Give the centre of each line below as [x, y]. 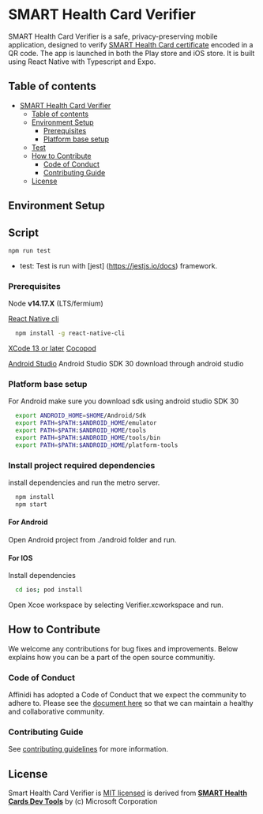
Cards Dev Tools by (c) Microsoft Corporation [83, 801]
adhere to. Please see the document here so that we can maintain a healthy [131, 703]
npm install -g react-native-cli [70, 333]
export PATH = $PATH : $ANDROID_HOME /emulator [86, 423]
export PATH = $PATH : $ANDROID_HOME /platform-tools [97, 445]
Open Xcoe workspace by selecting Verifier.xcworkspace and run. [116, 605]
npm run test [30, 250]
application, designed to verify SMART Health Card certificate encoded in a [131, 44]
